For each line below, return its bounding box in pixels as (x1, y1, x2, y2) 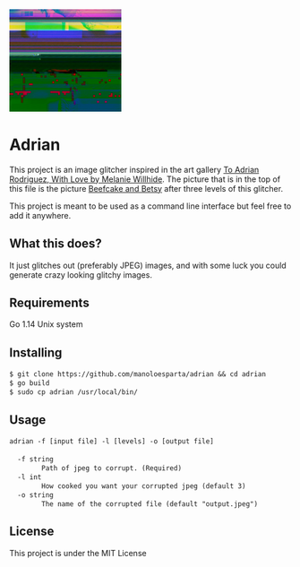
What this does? (9, 236, 103, 252)
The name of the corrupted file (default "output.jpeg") (41, 500, 258, 509)
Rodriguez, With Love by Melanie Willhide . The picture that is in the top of (9, 174, 280, 185)
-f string (17, 455, 54, 464)
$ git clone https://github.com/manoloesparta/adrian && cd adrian (9, 370, 267, 379)
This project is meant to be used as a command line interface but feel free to (9, 201, 292, 211)
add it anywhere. (9, 210, 72, 220)
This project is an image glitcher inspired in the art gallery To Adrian (9, 164, 260, 175)
